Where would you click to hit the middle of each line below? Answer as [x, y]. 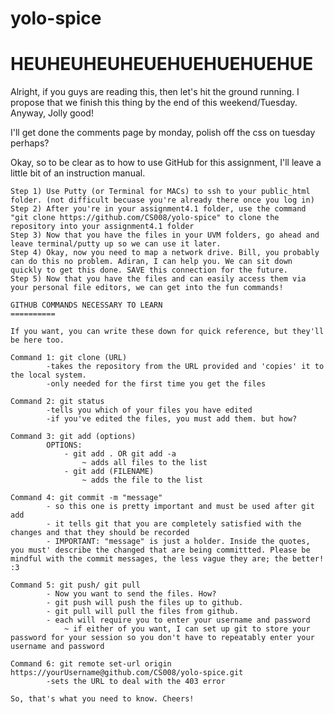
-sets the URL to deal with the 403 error [136, 682]
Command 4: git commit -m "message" [86, 498]
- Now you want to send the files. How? [131, 594]
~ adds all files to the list [144, 463]
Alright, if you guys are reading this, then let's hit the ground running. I [155, 92]
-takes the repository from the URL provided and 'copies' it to [185, 367]
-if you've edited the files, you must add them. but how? [172, 419]
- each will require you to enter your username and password [178, 620]
